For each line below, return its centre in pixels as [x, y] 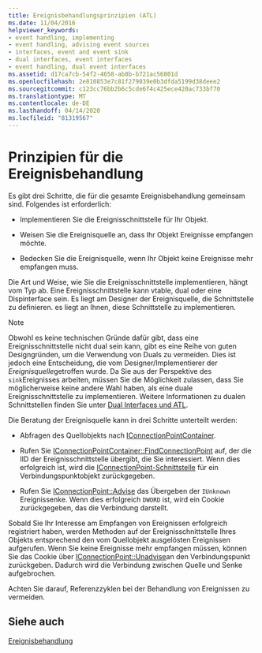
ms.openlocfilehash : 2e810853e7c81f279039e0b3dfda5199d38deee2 [114, 81]
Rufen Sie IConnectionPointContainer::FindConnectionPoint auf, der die [135, 450]
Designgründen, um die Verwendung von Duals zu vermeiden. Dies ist [122, 354]
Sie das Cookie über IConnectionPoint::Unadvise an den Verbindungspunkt [129, 556]
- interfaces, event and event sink [68, 52]
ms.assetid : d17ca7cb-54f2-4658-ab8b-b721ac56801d [93, 74]
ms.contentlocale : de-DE [49, 103]
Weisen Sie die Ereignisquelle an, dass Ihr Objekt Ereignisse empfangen [137, 234]
